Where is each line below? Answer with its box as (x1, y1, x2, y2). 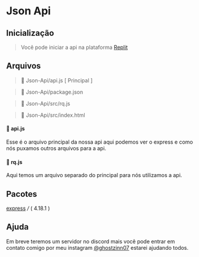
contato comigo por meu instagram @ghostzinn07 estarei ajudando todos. (6, 244, 189, 251)
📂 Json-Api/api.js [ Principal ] (20, 76, 93, 84)
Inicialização (6, 28, 55, 38)
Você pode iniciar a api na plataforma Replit (20, 44, 128, 51)
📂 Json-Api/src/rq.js (20, 100, 70, 107)
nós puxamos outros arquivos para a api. (6, 145, 107, 152)
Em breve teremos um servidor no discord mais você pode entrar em (6, 237, 175, 245)
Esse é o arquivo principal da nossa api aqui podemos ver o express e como (6, 138, 194, 145)
